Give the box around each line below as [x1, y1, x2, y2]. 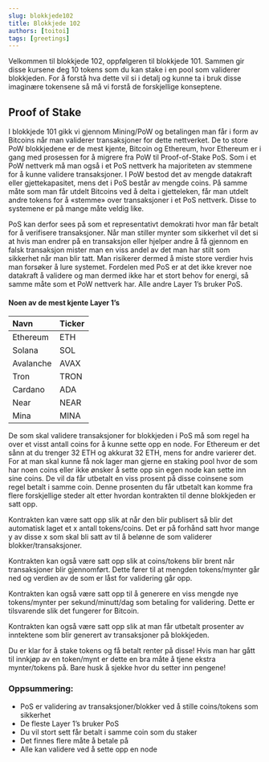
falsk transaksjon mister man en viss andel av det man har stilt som [8, 245, 230, 255]
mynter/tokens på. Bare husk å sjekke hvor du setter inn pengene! [8, 663, 226, 673]
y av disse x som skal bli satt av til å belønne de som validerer [8, 532, 213, 542]
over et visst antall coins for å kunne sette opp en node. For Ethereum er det [8, 440, 260, 449]
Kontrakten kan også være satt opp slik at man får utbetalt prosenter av [8, 622, 245, 632]
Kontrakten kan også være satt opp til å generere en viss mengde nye [8, 589, 239, 598]
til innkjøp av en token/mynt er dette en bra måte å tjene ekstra [8, 654, 216, 665]
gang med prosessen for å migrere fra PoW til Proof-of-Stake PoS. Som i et [8, 152, 257, 162]
